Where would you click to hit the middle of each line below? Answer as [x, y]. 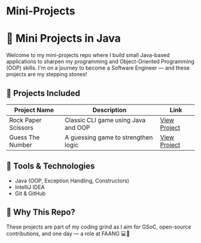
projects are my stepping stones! [47, 74]
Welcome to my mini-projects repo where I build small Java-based [88, 55]
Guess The [25, 137]
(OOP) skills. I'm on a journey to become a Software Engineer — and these [98, 68]
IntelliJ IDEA [30, 187]
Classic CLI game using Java [105, 120]
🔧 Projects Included [43, 93]
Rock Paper [25, 120]
